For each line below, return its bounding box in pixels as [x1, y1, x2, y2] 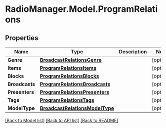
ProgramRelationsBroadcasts [40, 81, 111, 87]
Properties [5, 34, 39, 42]
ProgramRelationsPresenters [40, 89, 110, 95]
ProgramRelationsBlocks [40, 73, 99, 80]
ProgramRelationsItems [40, 65, 97, 71]
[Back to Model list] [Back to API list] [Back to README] [5, 118, 119, 123]
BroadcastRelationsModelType [40, 105, 115, 112]
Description [119, 48, 147, 55]
